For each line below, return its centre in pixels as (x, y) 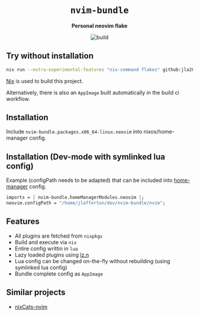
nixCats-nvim (31, 306)
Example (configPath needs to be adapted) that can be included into (89, 181)
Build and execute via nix (46, 242)
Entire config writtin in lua (46, 248)
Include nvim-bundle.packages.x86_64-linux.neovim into (74, 132)
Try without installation (50, 56)
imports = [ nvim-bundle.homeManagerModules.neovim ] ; (75, 198)
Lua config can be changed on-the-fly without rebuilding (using (92, 261)
